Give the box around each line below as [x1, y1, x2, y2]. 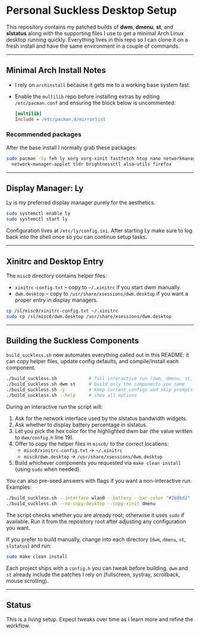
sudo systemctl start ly [6, 216, 68, 222]
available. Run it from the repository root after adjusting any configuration [6, 517, 186, 525]
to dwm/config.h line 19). [14, 434, 74, 441]
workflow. [6, 622, 30, 629]
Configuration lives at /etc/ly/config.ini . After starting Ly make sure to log [6, 227, 192, 234]
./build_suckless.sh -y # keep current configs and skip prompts [6, 387, 193, 393]
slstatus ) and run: [6, 542, 52, 549]
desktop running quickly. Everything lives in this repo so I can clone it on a [6, 36, 189, 43]
